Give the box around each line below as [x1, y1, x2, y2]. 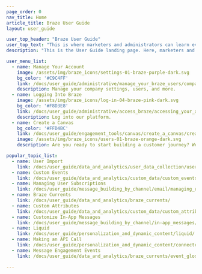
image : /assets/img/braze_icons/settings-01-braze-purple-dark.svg [17, 70, 189, 76]
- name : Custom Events [11, 169, 69, 176]
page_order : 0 [6, 8, 42, 15]
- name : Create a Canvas [11, 119, 74, 126]
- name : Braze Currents [11, 192, 71, 198]
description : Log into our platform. [17, 114, 112, 120]
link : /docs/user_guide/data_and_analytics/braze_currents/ [17, 197, 171, 203]
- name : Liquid [11, 225, 50, 231]
